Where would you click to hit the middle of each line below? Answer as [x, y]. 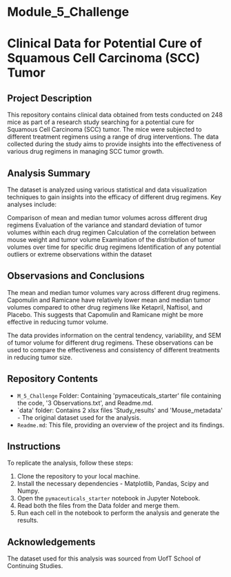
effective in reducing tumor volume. [58, 322]
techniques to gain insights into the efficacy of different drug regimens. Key [114, 197]
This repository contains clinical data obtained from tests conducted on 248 [115, 115]
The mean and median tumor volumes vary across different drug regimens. [114, 292]
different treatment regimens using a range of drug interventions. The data [113, 137]
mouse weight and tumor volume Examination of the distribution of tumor [111, 240]
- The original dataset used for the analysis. [79, 417]
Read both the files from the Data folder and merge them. [99, 506]
